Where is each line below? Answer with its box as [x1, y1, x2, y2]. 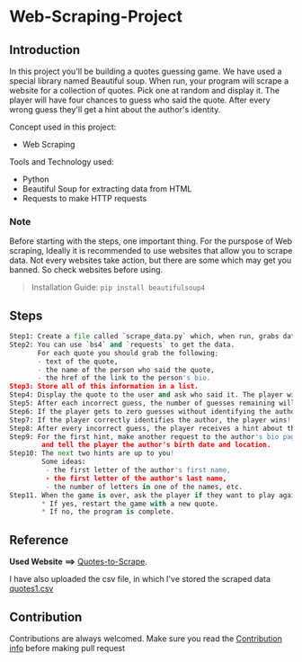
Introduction [9, 42, 81, 58]
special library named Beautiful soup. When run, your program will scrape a [9, 76, 289, 86]
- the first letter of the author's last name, [45, 474, 227, 483]
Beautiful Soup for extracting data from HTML [22, 183, 192, 194]
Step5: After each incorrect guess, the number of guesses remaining [9, 398, 276, 408]
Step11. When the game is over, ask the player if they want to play [9, 490, 276, 500]
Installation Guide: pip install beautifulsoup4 [31, 282, 205, 293]
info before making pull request [9, 642, 126, 653]
